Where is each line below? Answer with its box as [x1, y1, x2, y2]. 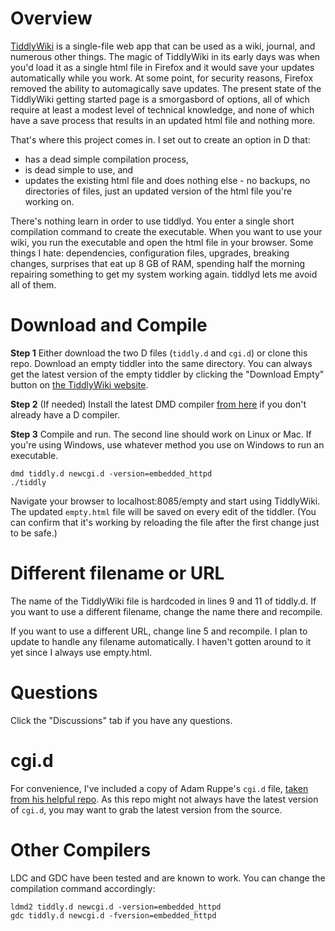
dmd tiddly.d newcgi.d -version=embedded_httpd [10, 468, 213, 479]
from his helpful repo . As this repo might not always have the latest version [10, 793, 319, 805]
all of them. [10, 278, 57, 291]
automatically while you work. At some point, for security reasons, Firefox [10, 72, 314, 84]
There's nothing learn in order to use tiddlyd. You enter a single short [10, 215, 295, 227]
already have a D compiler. [10, 408, 120, 421]
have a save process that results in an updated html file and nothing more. [10, 114, 316, 126]
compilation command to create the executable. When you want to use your [10, 225, 323, 237]
